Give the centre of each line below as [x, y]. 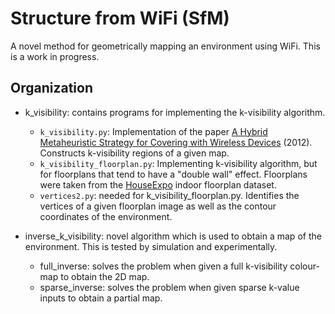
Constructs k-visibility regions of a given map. [134, 153]
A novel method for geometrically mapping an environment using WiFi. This [165, 46]
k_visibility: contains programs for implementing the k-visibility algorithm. [175, 112]
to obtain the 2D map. [105, 276]
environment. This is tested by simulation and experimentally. [151, 246]
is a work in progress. [55, 56]
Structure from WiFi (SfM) [120, 18]
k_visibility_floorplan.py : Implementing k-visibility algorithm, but [178, 163]
